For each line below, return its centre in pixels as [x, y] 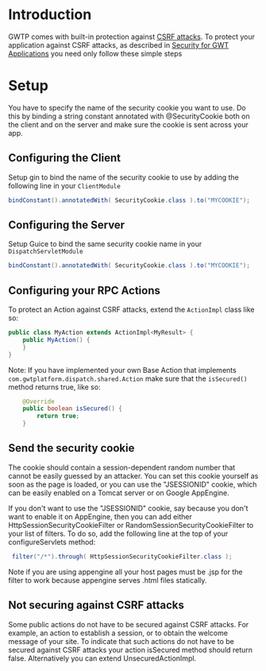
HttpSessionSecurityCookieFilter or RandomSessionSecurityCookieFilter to [131, 525]
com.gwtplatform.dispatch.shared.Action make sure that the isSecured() [128, 378]
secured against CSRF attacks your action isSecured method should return [130, 650]
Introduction [50, 15]
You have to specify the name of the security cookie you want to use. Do [127, 107]
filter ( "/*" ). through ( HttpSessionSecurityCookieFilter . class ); [122, 557]
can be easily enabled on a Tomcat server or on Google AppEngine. [119, 493]
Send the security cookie [71, 448]
